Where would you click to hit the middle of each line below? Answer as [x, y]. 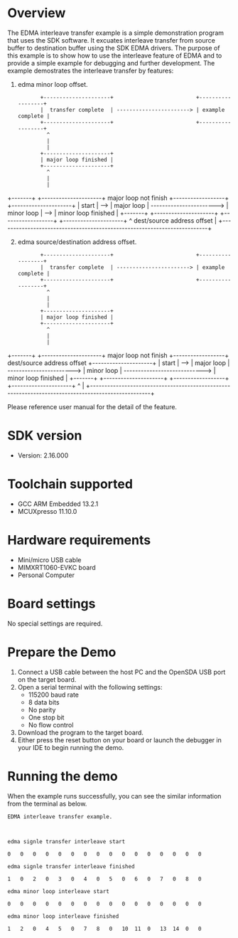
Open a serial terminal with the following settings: [90, 687]
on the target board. [47, 679]
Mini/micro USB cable [49, 559]
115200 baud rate [54, 695]
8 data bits [44, 702]
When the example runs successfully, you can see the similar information [114, 796]
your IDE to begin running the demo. [71, 747]
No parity [42, 710]
